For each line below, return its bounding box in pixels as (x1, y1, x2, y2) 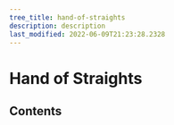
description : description (9, 21, 105, 30)
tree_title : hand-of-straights (9, 12, 126, 22)
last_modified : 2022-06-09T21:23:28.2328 (9, 29, 166, 38)
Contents (9, 104, 62, 119)
